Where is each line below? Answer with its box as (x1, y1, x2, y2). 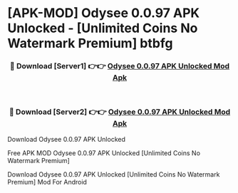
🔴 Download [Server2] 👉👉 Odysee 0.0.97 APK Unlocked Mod (9, 107, 231, 117)
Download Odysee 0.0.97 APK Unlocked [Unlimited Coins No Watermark (7, 169, 220, 179)
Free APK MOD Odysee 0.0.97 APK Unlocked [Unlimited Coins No (7, 148, 201, 157)
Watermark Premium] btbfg (7, 36, 173, 51)
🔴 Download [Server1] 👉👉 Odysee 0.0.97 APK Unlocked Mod (9, 61, 230, 71)
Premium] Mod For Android (7, 177, 88, 186)
